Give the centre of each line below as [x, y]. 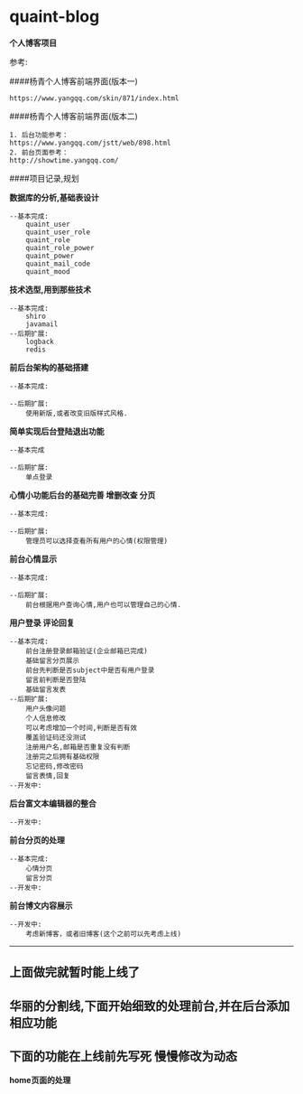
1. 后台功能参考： [39, 135]
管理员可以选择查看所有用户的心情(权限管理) [97, 541]
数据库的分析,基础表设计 [54, 197]
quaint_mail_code [58, 264]
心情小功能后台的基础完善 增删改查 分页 [83, 495]
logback [40, 341]
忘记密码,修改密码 [55, 766]
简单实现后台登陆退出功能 [57, 431]
